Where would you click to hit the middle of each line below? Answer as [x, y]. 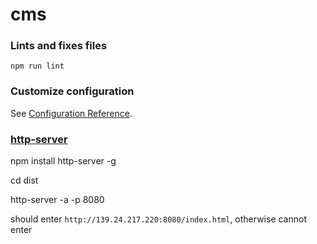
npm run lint [37, 66]
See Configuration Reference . [71, 113]
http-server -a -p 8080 [57, 200]
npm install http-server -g [63, 161]
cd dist [24, 180]
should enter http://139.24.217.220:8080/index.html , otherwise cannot [158, 219]
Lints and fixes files [59, 46]
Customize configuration [72, 91]
